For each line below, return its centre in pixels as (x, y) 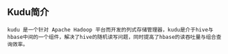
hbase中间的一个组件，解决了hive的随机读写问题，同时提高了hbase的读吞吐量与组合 (112, 37)
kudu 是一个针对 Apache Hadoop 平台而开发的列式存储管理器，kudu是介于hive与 (110, 29)
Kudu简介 (28, 12)
